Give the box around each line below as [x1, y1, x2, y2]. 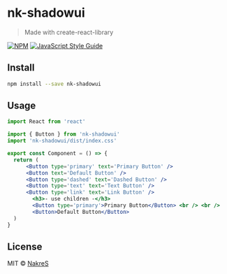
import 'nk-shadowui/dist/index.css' [7, 138, 117, 145]
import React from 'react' [7, 118, 86, 125]
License [7, 240, 43, 252]
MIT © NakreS [7, 259, 49, 268]
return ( [13, 156, 39, 164]
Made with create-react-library [24, 28, 114, 36]
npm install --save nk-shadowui [7, 80, 101, 87]
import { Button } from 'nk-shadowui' [7, 131, 120, 138]
